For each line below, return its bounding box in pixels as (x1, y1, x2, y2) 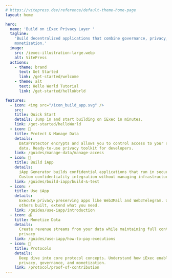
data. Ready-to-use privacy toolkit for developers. (18, 145, 134, 151)
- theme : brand (14, 65, 47, 70)
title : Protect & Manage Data (14, 131, 79, 136)
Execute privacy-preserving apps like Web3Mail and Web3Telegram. (18, 198, 164, 203)
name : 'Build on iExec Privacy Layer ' (10, 26, 95, 31)
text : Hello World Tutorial (18, 84, 79, 89)
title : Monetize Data (14, 217, 60, 223)
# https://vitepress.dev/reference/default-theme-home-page (5, 7, 137, 13)
